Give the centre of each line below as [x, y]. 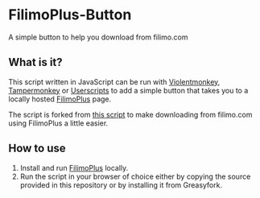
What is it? [35, 62]
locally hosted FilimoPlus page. [60, 99]
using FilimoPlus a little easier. [58, 123]
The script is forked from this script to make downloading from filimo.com [130, 114]
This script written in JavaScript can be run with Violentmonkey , [114, 81]
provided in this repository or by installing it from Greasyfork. [121, 185]
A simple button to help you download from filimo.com [98, 37]
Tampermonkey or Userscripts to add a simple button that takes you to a [128, 90]
